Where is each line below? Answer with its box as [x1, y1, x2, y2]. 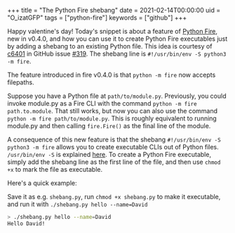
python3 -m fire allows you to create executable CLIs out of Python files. [7, 143, 219, 151]
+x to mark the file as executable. [7, 165, 103, 173]
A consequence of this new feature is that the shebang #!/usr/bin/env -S [7, 135, 221, 144]
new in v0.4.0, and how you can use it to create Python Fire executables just [7, 34, 228, 43]
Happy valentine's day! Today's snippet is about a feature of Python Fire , [7, 27, 218, 35]
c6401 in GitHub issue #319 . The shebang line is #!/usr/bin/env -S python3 [7, 49, 227, 58]
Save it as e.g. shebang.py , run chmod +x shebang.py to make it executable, [7, 193, 221, 201]
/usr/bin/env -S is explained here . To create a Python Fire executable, [7, 151, 212, 158]
